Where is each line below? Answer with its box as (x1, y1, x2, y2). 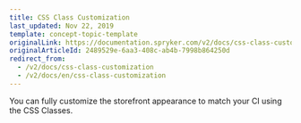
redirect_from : (9, 54, 66, 63)
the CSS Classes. (9, 104, 73, 116)
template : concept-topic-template (9, 29, 139, 38)
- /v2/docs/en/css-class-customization (17, 71, 167, 80)
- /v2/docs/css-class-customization (17, 63, 154, 72)
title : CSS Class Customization (9, 12, 130, 22)
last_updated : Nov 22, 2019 (9, 21, 115, 30)
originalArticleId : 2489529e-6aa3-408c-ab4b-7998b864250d (9, 46, 230, 55)
